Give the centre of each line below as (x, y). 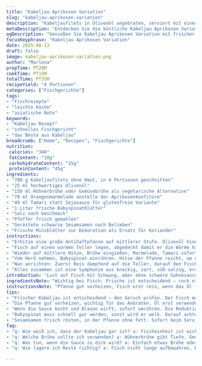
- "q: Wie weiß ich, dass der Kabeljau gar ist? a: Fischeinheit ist (95, 331)
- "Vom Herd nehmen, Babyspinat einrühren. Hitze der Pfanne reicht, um (99, 259)
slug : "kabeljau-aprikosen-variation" (55, 17)
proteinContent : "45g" (37, 169)
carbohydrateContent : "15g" (44, 163)
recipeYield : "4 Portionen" (41, 85)
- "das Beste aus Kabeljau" (41, 135)
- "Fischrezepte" (28, 101)
